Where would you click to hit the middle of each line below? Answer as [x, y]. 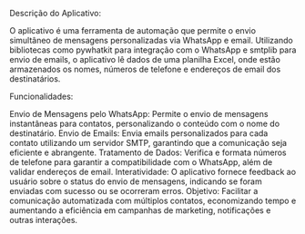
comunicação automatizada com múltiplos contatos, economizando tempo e [153, 200]
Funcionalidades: [41, 96]
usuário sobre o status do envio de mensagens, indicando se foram [136, 181]
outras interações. [44, 220]
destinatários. [35, 79]
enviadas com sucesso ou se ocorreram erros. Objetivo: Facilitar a [134, 191]
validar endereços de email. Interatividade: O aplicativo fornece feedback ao [153, 172]
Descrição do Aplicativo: [56, 13]
